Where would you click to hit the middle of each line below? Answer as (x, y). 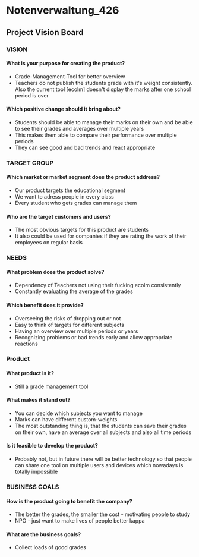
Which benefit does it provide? (45, 305)
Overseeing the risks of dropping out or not (68, 318)
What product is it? (30, 373)
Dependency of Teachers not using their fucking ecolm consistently (98, 285)
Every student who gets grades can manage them (76, 203)
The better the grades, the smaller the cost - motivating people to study (102, 514)
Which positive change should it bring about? (63, 109)
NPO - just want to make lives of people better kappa (80, 521)
